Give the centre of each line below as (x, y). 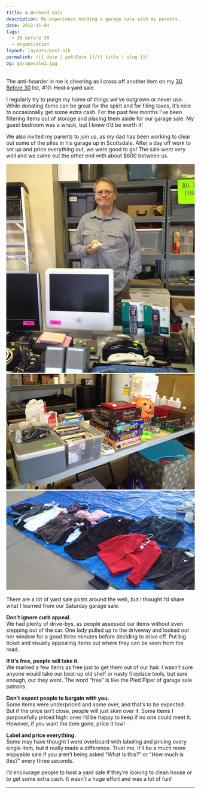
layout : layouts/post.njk (38, 51)
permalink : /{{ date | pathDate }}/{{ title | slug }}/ (77, 57)
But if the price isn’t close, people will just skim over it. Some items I (90, 711)
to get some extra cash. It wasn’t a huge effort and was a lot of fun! (89, 779)
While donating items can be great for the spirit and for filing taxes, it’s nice (99, 106)
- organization (31, 44)
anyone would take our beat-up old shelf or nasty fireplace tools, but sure (97, 674)
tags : (13, 32)
